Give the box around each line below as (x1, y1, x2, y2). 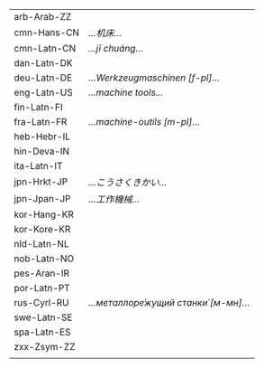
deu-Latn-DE (14, 71, 73, 84)
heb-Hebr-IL (14, 130, 70, 143)
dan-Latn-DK (14, 57, 73, 69)
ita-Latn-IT (14, 160, 63, 172)
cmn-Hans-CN (14, 26, 79, 39)
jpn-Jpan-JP (14, 193, 71, 204)
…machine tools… (87, 86, 164, 99)
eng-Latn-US (14, 86, 74, 99)
